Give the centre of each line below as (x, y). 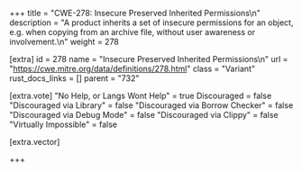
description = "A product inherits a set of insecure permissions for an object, (151, 23)
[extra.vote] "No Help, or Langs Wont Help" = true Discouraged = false (141, 95)
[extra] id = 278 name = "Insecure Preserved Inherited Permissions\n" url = (149, 59)
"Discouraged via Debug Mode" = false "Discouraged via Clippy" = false (144, 115)
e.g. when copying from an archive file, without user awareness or (132, 32)
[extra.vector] (35, 142)
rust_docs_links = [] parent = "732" (74, 78)
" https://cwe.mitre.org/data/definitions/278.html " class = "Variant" (132, 68)
